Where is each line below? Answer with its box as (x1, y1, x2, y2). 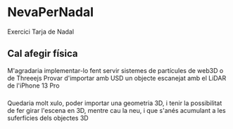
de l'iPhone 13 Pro (7, 81, 60, 90)
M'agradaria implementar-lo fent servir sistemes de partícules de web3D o (7, 66, 224, 74)
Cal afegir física (7, 48, 78, 60)
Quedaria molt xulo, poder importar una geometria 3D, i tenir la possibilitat (7, 99, 222, 107)
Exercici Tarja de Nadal (7, 27, 75, 36)
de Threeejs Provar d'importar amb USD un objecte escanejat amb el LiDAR (7, 74, 227, 82)
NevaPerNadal (7, 4, 94, 20)
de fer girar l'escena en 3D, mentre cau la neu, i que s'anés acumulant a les (7, 106, 227, 114)
